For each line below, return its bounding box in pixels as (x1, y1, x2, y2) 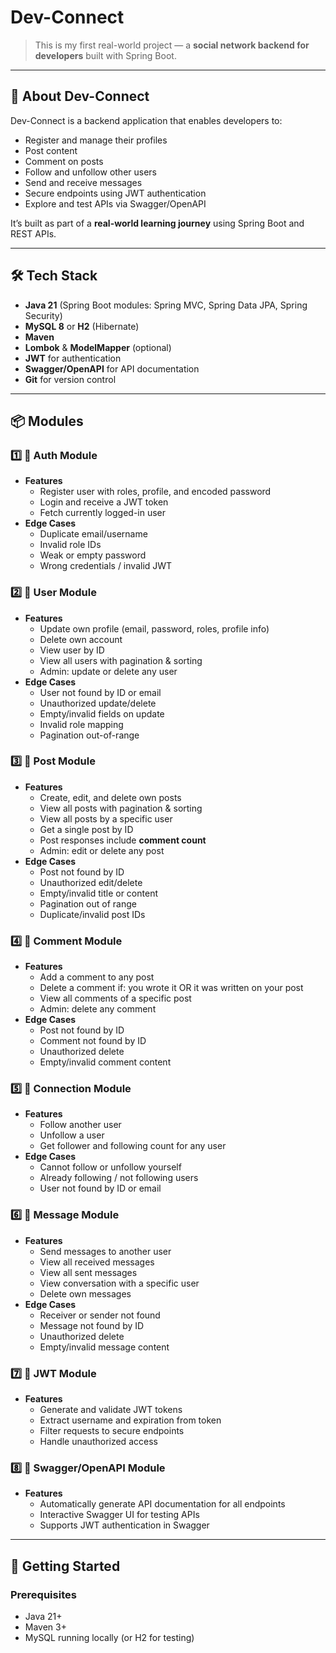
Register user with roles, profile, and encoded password (39, 486, 272, 498)
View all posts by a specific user (39, 812, 173, 825)
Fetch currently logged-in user (39, 507, 167, 519)
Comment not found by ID (39, 1035, 147, 1047)
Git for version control (24, 373, 117, 385)
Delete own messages (39, 1287, 132, 1300)
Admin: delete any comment (39, 1003, 157, 1015)
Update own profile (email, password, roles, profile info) (39, 622, 270, 635)
